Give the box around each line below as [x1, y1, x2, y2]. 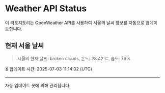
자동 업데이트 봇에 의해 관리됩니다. [5, 82, 71, 88]
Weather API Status [5, 3, 87, 14]
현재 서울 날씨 [5, 42, 44, 50]
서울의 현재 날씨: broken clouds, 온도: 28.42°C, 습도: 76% [17, 55, 131, 61]
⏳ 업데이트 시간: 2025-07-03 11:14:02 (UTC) [5, 66, 92, 71]
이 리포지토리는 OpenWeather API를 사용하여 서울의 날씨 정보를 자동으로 [5, 20, 145, 25]
